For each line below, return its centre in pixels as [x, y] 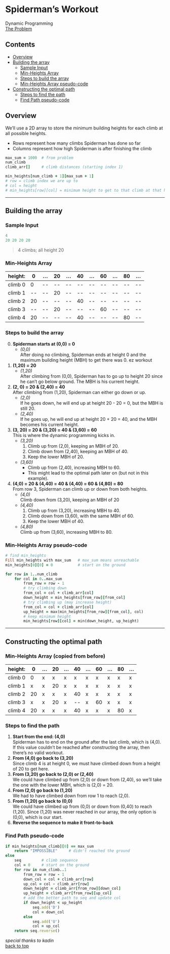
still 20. [28, 408]
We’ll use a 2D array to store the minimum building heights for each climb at [84, 128]
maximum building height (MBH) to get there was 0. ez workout [86, 360]
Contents [20, 45]
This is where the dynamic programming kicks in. [64, 435]
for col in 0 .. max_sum [38, 579]
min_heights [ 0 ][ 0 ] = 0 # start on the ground [65, 565]
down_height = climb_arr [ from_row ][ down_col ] [72, 889]
